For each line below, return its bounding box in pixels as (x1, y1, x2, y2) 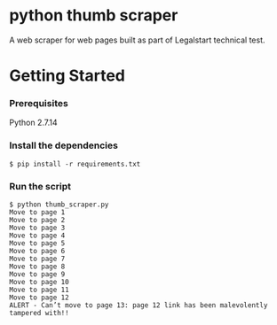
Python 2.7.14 (9, 117, 58, 128)
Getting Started (9, 66, 126, 86)
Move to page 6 (9, 247, 66, 256)
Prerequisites (9, 97, 68, 110)
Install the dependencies (9, 139, 118, 151)
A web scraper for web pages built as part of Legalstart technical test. (9, 35, 265, 45)
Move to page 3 (9, 223, 66, 233)
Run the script (9, 180, 72, 192)
